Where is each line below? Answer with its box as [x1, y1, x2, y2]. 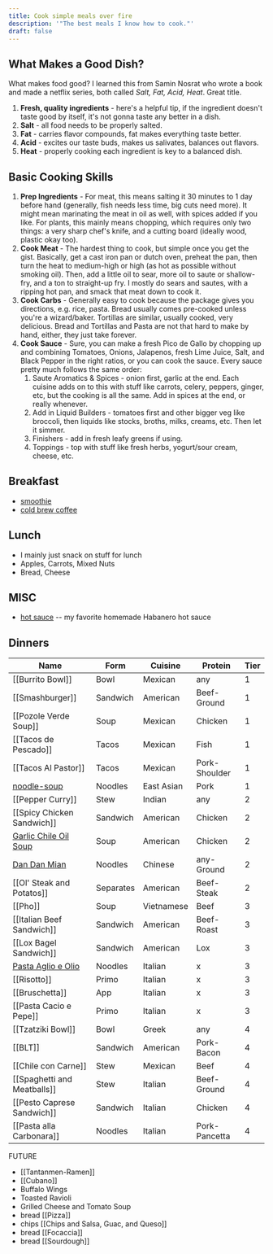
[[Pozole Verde [12, 710, 71, 722]
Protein [201, 660, 232, 671]
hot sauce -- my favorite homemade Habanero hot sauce [19, 612, 211, 623]
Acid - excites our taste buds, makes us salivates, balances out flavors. [19, 138, 259, 147]
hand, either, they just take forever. [19, 330, 137, 339]
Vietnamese [142, 901, 188, 912]
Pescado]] [12, 744, 53, 755]
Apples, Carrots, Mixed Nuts [19, 558, 115, 568]
